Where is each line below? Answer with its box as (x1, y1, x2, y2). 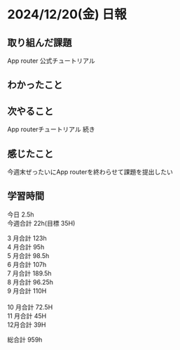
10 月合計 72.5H (7, 303, 53, 311)
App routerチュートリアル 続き (7, 125, 96, 134)
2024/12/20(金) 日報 (7, 6, 127, 22)
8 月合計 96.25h (7, 278, 54, 286)
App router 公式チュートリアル (7, 57, 96, 65)
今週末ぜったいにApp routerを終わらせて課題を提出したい (7, 168, 174, 176)
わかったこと (7, 79, 63, 91)
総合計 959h (7, 335, 43, 344)
